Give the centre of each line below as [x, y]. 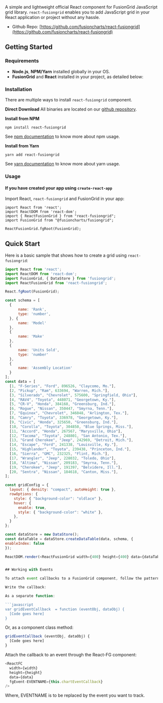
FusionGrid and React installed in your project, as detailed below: [78, 77]
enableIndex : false [25, 543]
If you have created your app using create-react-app [59, 188]
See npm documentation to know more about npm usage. [63, 136]
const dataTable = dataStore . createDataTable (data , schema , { [69, 539]
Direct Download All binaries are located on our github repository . [71, 109]
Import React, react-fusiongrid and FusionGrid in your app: [65, 199]
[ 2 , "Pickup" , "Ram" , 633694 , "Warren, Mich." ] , [59, 391]
